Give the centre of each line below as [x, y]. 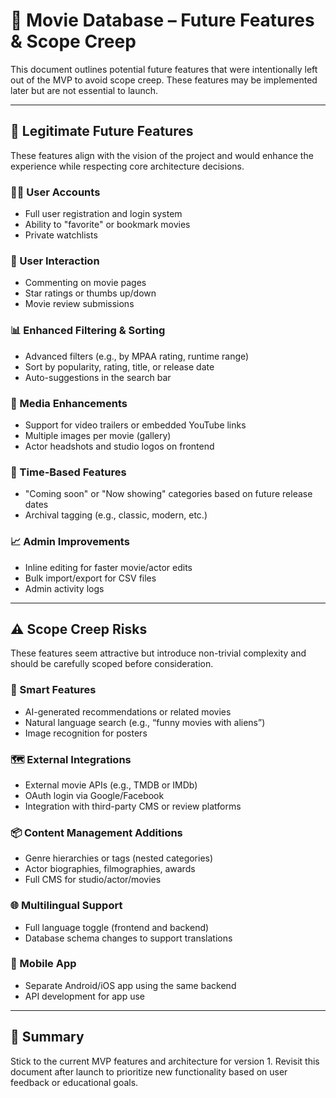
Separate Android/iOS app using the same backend [130, 985]
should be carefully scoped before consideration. [112, 664]
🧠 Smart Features [53, 690]
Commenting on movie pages [85, 283]
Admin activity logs [64, 588]
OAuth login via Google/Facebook [94, 795]
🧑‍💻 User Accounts [55, 192]
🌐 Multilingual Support [66, 906]
